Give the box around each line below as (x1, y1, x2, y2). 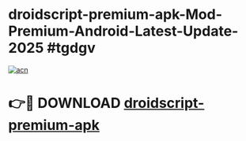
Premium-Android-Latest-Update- (8, 22, 239, 40)
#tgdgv (47, 39, 97, 57)
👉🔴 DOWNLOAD (8, 95, 121, 112)
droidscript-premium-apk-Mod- (8, 6, 223, 24)
